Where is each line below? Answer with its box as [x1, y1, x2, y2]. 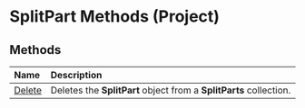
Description [50, 69, 103, 81]
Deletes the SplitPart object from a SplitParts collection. [50, 84, 291, 96]
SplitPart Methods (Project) [9, 6, 221, 27]
